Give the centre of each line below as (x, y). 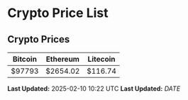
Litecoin (101, 59)
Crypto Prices (39, 39)
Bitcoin (25, 59)
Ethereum (63, 59)
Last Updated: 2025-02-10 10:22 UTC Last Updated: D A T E (94, 89)
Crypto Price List (58, 13)
